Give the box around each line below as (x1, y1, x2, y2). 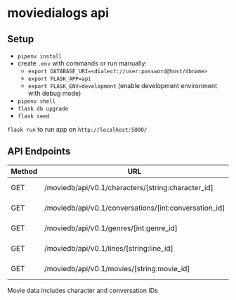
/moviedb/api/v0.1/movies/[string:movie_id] (44, 263, 190, 273)
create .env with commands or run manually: (17, 59, 147, 68)
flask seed (17, 113, 50, 120)
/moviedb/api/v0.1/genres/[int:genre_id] (44, 223, 178, 233)
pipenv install (17, 53, 63, 60)
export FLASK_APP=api (27, 75, 91, 82)
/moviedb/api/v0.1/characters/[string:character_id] (44, 182, 214, 192)
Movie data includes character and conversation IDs (7, 286, 158, 294)
